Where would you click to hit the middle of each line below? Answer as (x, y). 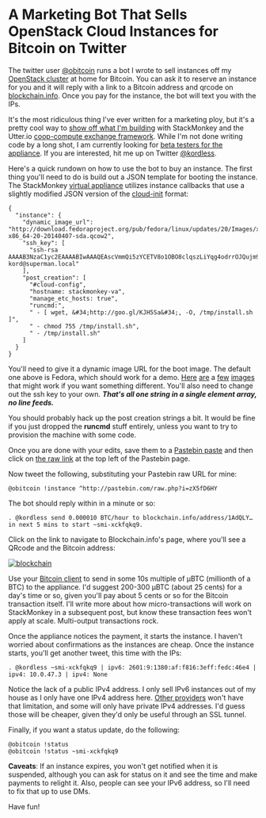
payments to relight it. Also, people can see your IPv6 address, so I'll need (129, 782)
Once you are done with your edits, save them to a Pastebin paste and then (131, 450)
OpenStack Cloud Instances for (114, 31)
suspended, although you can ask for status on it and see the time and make (133, 774)
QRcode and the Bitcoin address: (62, 547)
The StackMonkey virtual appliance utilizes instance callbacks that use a (126, 185)
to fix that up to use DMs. (49, 791)
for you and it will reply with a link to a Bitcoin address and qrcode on (121, 87)
